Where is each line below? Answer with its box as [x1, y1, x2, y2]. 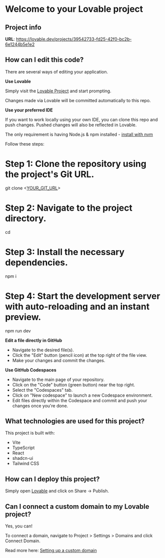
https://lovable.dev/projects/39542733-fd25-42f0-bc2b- [16, 36, 132, 42]
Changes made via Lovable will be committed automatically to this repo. [5, 97, 151, 103]
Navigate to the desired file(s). [12, 347, 74, 353]
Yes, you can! [5, 523, 33, 529]
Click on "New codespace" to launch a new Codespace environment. [12, 392, 153, 398]
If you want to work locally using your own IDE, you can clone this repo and [5, 116, 158, 122]
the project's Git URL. [5, 169, 95, 180]
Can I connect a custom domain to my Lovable [5, 502, 149, 511]
